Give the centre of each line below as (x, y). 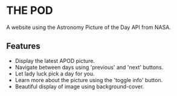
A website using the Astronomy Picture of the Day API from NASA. (88, 27)
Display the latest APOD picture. (55, 60)
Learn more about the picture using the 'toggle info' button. (89, 80)
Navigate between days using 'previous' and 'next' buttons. (89, 67)
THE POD (30, 11)
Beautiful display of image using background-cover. (79, 86)
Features (23, 46)
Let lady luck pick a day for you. (55, 74)
